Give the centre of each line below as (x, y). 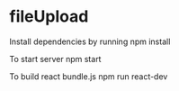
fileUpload (49, 17)
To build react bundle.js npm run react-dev (89, 76)
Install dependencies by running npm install (90, 41)
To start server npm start (55, 59)
